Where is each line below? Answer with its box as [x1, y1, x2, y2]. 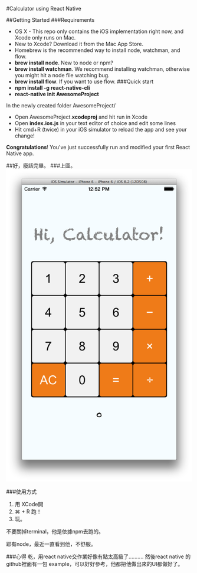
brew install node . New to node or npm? [14, 59, 114, 66]
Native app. [6, 150, 34, 157]
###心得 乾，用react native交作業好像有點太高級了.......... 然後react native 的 [6, 553, 191, 560]
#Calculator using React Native [6, 5, 81, 12]
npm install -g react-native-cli [14, 84, 90, 91]
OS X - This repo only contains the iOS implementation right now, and [14, 28, 184, 35]
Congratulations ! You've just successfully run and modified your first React [6, 144, 191, 150]
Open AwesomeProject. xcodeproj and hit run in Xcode [14, 113, 148, 120]
